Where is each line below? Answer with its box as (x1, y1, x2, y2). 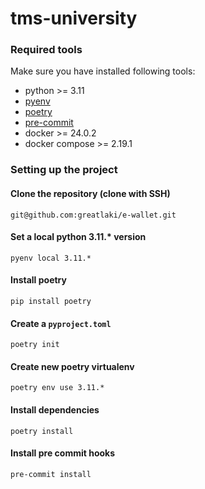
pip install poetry (10, 297, 92, 307)
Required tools (10, 43, 83, 57)
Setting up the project (10, 163, 118, 177)
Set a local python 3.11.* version (10, 231, 147, 243)
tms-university (10, 7, 138, 30)
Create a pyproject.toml (10, 317, 112, 329)
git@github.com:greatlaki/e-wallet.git (10, 210, 177, 220)
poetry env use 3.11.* (10, 383, 105, 393)
